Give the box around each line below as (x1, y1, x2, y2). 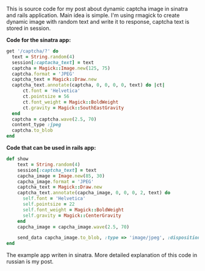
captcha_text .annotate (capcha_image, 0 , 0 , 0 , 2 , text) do (17, 190, 171, 196)
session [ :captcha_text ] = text (17, 167, 97, 173)
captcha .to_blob (12, 127, 53, 133)
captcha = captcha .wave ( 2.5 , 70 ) (12, 116, 97, 122)
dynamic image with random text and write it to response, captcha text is (6, 18, 190, 25)
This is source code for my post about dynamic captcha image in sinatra (6, 5, 188, 12)
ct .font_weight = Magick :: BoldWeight (22, 99, 119, 105)
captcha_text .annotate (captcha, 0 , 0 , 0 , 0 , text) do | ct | (12, 82, 165, 88)
